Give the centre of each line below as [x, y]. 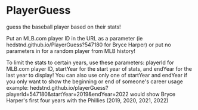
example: [17, 87]
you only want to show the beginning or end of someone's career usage [95, 81]
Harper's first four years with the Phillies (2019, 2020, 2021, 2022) [87, 100]
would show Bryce [153, 94]
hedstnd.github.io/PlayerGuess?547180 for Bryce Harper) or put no [89, 45]
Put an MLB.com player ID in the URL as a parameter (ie [75, 38]
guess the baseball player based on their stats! [64, 27]
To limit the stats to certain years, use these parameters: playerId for [90, 62]
